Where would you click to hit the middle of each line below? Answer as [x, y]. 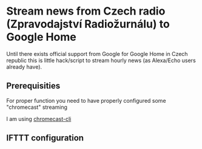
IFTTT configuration [45, 138]
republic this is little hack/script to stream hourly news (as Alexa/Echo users [101, 60]
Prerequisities [33, 86]
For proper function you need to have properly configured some [86, 100]
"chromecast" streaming [37, 107]
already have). [24, 67]
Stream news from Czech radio [86, 11]
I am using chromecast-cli [39, 119]
